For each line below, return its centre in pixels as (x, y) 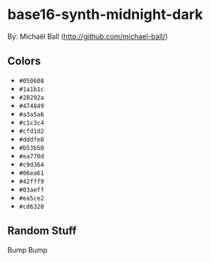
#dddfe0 (31, 140)
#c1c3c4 (31, 123)
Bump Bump (28, 249)
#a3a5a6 (31, 114)
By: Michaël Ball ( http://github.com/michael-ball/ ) (88, 36)
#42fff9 (31, 182)
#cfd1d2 (31, 131)
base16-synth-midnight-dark (105, 15)
